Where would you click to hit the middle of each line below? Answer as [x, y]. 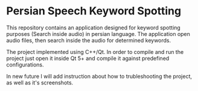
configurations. [25, 65]
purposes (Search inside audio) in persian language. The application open [98, 34]
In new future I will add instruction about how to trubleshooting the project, [99, 76]
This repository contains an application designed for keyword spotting [94, 28]
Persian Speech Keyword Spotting [94, 11]
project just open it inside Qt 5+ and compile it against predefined [88, 58]
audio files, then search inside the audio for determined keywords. [89, 40]
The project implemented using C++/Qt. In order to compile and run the [95, 51]
